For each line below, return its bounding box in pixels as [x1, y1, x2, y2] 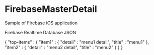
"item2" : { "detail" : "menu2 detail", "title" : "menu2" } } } [5, 44, 123, 50]
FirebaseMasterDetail [5, 3, 98, 15]
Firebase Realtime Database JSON [5, 29, 76, 35]
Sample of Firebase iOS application [5, 20, 78, 26]
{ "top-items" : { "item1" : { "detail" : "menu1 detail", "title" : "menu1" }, [5, 39, 149, 45]
